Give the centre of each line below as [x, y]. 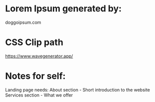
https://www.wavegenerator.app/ [39, 56]
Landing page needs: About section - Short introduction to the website [78, 90]
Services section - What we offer [39, 95]
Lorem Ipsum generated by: [64, 9]
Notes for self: [35, 76]
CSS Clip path [34, 42]
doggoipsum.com [23, 22]
